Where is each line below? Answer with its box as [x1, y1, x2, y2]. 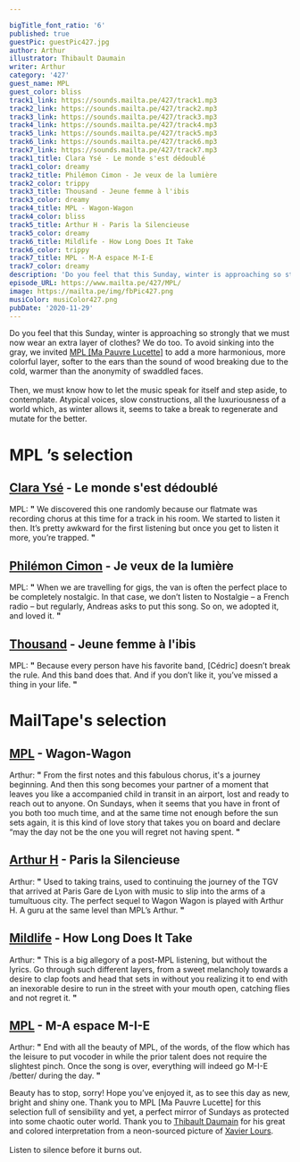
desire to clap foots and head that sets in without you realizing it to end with [9, 973, 288, 984]
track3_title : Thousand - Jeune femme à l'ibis [9, 187, 190, 197]
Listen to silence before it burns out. [9, 1145, 143, 1156]
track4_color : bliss [9, 212, 87, 221]
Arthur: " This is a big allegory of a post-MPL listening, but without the [9, 954, 268, 965]
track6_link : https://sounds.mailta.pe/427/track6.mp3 [9, 138, 218, 147]
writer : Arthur [9, 63, 66, 72]
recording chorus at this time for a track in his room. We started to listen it [9, 513, 280, 524]
